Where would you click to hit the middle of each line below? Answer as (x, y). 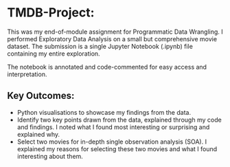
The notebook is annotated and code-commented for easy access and (107, 67)
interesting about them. (50, 156)
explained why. (38, 134)
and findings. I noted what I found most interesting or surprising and (113, 127)
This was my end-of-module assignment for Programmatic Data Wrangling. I (115, 32)
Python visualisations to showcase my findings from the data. (104, 112)
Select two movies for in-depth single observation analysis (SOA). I (112, 142)
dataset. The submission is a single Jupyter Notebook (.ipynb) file (100, 46)
